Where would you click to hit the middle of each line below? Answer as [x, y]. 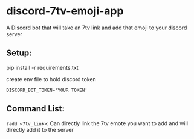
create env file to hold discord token [51, 79]
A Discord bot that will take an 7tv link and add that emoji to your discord [97, 28]
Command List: [36, 109]
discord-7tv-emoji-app [65, 11]
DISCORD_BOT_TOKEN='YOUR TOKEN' [47, 90]
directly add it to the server [40, 129]
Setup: [19, 53]
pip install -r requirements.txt [42, 67]
